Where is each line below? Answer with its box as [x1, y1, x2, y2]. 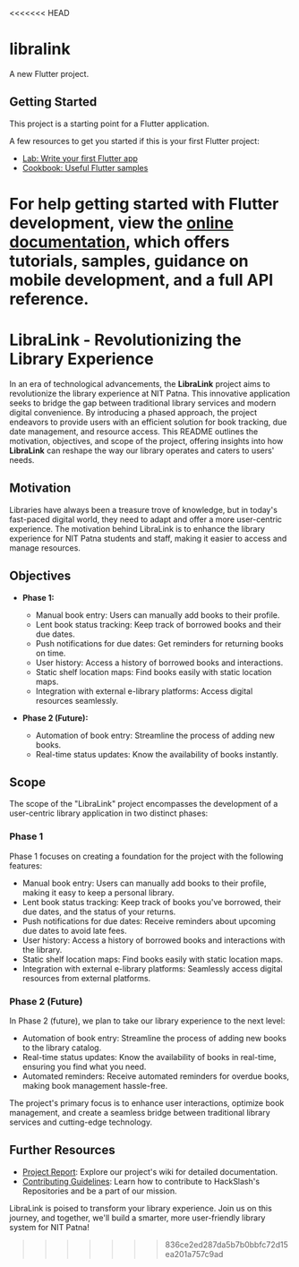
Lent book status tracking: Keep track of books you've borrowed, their [21, 896, 282, 907]
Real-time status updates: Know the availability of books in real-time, [21, 1051, 277, 1062]
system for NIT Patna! [9, 1221, 90, 1232]
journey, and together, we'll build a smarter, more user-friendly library [9, 1212, 266, 1223]
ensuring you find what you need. [21, 1061, 147, 1072]
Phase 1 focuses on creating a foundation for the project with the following [9, 851, 284, 861]
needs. [9, 454, 35, 465]
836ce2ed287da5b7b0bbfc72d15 [165, 1239, 288, 1250]
